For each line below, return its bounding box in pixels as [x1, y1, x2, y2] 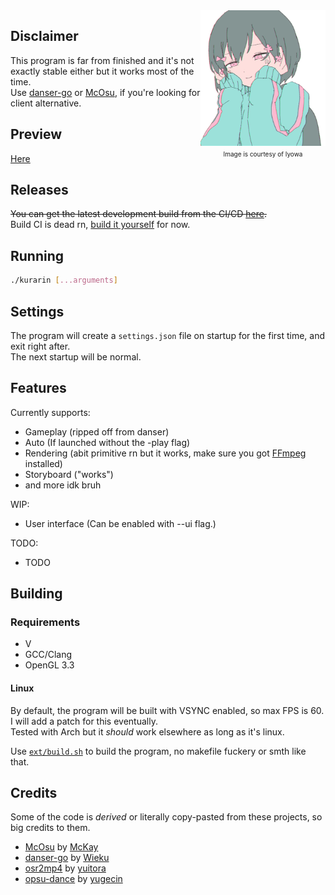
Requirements [10, 615, 81, 629]
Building [10, 585, 63, 603]
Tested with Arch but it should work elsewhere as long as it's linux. [10, 725, 285, 738]
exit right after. [10, 340, 71, 352]
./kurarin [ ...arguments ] [10, 275, 118, 286]
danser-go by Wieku [24, 852, 110, 864]
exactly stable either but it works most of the [10, 65, 195, 77]
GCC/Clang [24, 649, 73, 661]
